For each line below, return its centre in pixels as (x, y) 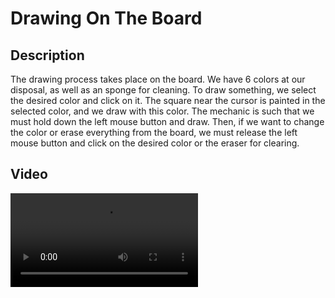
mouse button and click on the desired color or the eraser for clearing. (155, 143)
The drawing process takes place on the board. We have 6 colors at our (158, 79)
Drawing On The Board (106, 18)
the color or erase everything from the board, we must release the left (154, 132)
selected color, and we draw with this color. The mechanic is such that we (162, 111)
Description (47, 55)
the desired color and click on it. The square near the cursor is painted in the (168, 100)
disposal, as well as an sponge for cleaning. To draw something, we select (163, 90)
